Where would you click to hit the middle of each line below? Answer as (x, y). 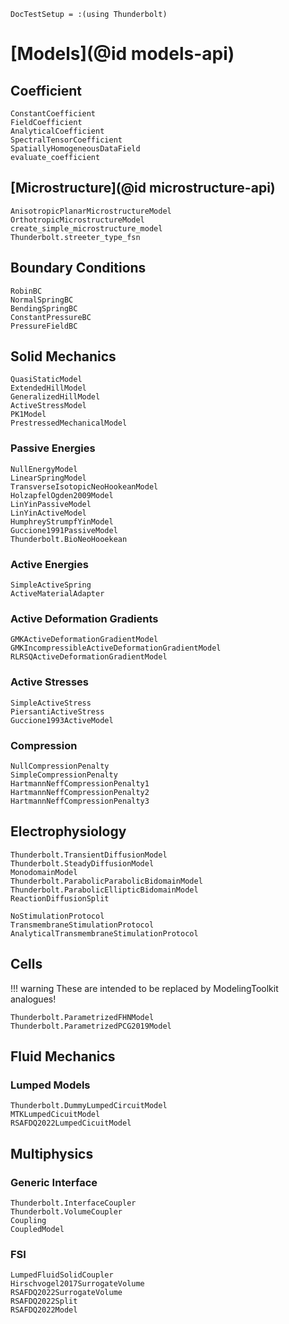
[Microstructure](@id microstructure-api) (143, 188)
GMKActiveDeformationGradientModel (84, 640)
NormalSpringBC (42, 300)
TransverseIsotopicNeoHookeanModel (84, 486)
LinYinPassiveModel (51, 504)
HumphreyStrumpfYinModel (62, 521)
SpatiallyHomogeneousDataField (75, 149)
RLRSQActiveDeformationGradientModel (89, 657)
